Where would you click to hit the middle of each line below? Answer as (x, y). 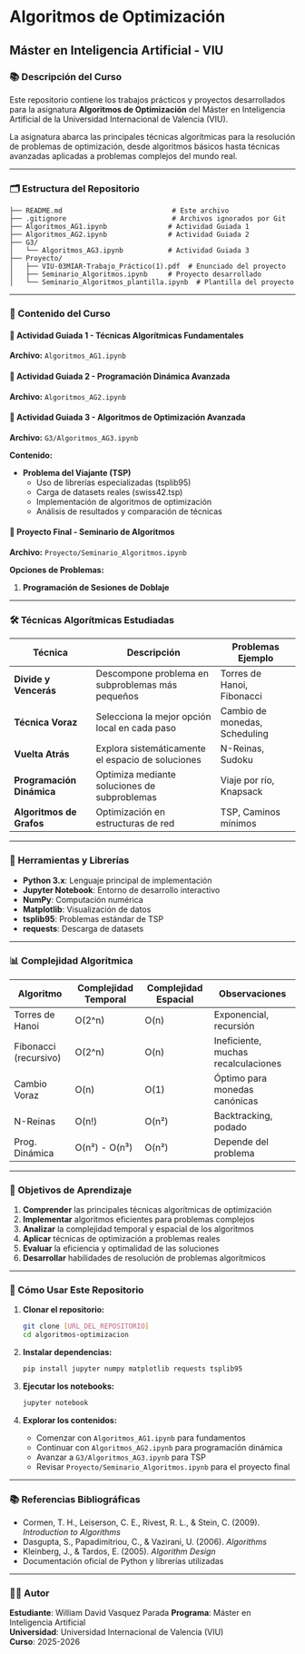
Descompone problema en (152, 674)
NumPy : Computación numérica (83, 899)
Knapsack (241, 792)
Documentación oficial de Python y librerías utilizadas (123, 1561)
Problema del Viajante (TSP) (77, 472)
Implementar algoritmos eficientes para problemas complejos (138, 1220)
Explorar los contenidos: (70, 1420)
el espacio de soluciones (148, 760)
